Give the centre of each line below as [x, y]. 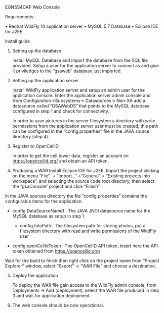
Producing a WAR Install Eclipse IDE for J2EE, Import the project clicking [86, 171]
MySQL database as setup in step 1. [49, 216]
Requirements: [20, 17]
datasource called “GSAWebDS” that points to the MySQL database [81, 106]
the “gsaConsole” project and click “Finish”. [57, 186]
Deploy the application [35, 275]
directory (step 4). [31, 136]
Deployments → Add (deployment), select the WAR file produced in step [86, 290]
